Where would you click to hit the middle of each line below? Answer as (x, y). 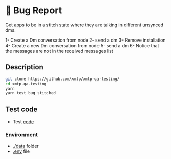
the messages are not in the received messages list (59, 51)
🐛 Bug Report (34, 11)
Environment (22, 134)
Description (24, 67)
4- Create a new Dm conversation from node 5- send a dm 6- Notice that (82, 45)
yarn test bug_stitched (31, 93)
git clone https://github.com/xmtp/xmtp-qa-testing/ (63, 79)
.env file (21, 151)
